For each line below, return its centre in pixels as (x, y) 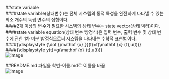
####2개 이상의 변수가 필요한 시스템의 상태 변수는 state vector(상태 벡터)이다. (83, 26)
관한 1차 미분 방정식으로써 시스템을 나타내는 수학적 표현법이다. (75, 38)
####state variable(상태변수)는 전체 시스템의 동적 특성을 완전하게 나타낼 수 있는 (85, 13)
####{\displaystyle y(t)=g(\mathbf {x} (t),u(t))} (54, 50)
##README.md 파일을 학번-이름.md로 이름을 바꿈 (55, 66)
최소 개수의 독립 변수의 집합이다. (37, 19)
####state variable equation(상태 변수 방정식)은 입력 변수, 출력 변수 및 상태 (81, 32)
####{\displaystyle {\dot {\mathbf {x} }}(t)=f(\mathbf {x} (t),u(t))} (73, 44)
